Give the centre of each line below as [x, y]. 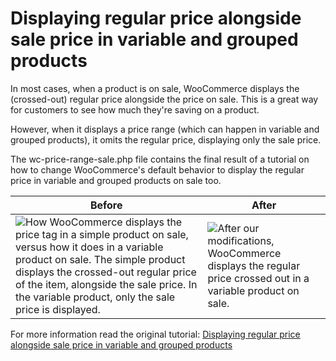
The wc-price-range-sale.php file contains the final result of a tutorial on [160, 159]
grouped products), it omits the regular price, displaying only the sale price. [166, 139]
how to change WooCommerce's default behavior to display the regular [157, 169]
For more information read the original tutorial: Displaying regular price [155, 334]
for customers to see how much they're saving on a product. [135, 109]
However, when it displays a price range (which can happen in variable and [165, 129]
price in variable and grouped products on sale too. [116, 180]
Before [106, 205]
